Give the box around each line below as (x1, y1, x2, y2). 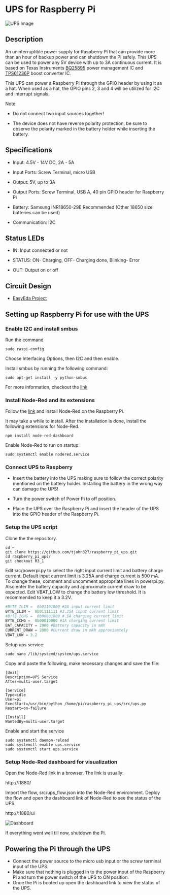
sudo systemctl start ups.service (5, 746, 79, 752)
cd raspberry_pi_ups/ (5, 554, 51, 559)
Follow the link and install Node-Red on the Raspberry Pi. (5, 408, 124, 414)
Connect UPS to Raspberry (5, 463, 73, 471)
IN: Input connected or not (12, 247, 68, 253)
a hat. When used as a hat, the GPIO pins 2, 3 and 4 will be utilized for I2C (5, 85, 160, 91)
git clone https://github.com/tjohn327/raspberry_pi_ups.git (5, 549, 138, 554)
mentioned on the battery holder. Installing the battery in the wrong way (12, 481, 163, 487)
